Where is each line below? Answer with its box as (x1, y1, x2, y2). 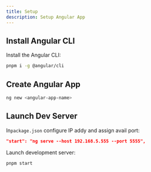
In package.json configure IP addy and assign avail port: (6, 127, 140, 134)
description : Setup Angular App (6, 14, 85, 20)
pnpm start (6, 160, 33, 166)
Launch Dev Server (6, 111, 78, 121)
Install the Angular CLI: (6, 51, 61, 59)
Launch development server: (6, 148, 76, 156)
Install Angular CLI (6, 36, 75, 46)
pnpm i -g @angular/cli (6, 63, 65, 69)
